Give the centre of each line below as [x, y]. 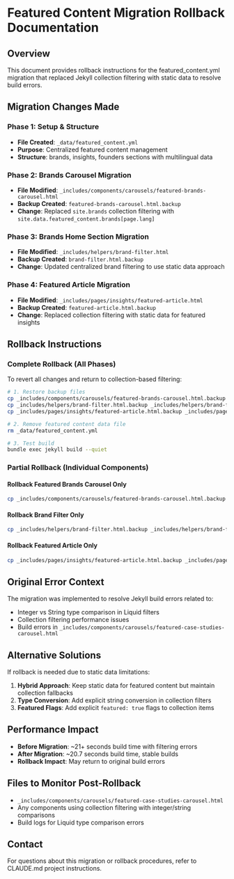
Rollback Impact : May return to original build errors [91, 761]
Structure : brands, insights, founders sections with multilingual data [115, 157]
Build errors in [37, 627]
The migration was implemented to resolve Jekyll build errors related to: [110, 599]
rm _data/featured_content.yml [53, 431]
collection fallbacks [45, 693]
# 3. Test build [31, 443]
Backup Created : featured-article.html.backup [87, 307]
